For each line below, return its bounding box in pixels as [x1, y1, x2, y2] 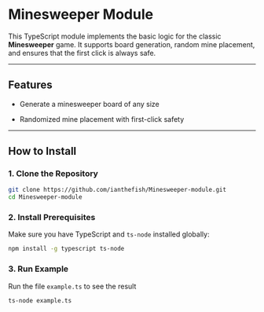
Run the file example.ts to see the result [8, 281, 137, 291]
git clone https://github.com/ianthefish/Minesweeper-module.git [8, 186, 226, 194]
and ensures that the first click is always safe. [8, 48, 156, 57]
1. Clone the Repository [8, 168, 98, 179]
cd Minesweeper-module [8, 193, 82, 201]
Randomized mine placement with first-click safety [19, 114, 185, 123]
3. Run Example [8, 263, 69, 274]
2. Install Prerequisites [8, 212, 96, 223]
